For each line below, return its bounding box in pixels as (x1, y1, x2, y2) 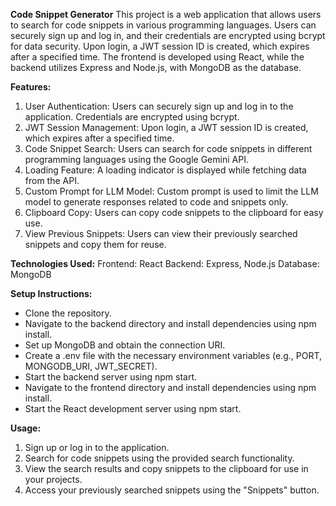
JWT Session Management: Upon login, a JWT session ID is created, (24, 122, 309, 133)
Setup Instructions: (10, 288, 93, 299)
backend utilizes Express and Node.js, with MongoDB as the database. (10, 62, 302, 73)
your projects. (24, 474, 83, 485)
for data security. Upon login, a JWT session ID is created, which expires (10, 40, 310, 52)
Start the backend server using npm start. (24, 371, 198, 383)
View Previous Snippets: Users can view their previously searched (24, 228, 298, 239)
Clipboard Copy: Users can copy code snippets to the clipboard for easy (24, 207, 324, 218)
